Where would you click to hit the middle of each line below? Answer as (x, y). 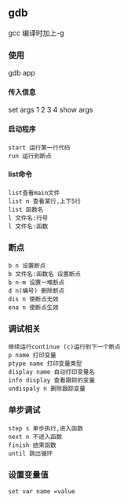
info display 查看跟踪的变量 (52, 381)
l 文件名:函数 (28, 226)
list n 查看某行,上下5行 (44, 201)
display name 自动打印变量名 (52, 372)
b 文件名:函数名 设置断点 (44, 275)
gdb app (22, 73)
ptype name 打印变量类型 (45, 364)
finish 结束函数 (32, 445)
